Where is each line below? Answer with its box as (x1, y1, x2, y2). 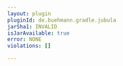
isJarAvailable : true (7, 29, 70, 37)
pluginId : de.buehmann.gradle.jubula (7, 17, 117, 24)
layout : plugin (7, 10, 51, 17)
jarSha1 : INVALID (7, 23, 58, 30)
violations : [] (7, 42, 51, 49)
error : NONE (7, 36, 42, 43)
